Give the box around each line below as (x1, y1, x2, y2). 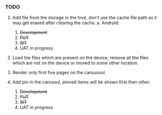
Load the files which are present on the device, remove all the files (12, 55, 149, 61)
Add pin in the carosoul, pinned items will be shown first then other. (12, 79, 151, 85)
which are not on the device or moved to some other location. (12, 60, 139, 66)
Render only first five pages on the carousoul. (12, 70, 106, 76)
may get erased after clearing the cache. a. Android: (12, 20, 119, 26)
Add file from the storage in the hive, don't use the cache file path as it (12, 15, 158, 21)
